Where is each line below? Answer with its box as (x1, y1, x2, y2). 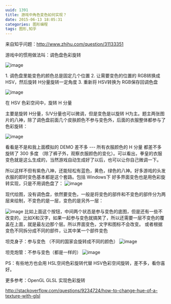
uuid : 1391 (5, 7, 28, 13)
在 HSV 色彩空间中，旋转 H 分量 (5, 100, 72, 106)
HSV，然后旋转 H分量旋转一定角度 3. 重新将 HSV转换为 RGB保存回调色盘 (5, 79, 158, 85)
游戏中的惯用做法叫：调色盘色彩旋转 (5, 52, 81, 58)
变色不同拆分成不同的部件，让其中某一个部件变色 (5, 227, 108, 234)
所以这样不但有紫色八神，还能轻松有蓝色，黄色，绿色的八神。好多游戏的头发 (5, 168, 166, 174)
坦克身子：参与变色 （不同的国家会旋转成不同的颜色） (5, 238, 118, 245)
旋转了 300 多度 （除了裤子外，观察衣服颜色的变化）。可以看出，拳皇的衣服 (5, 150, 163, 157)
